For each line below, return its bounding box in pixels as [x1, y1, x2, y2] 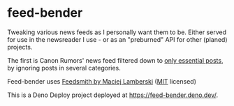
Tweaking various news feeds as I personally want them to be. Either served [7, 28, 227, 36]
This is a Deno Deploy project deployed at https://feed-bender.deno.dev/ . [7, 91, 219, 99]
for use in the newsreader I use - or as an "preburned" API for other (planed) [7, 35, 228, 43]
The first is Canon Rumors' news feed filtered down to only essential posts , [7, 56, 224, 64]
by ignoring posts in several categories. [7, 63, 121, 72]
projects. [7, 43, 33, 51]
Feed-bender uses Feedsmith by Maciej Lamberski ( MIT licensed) [7, 77, 197, 85]
